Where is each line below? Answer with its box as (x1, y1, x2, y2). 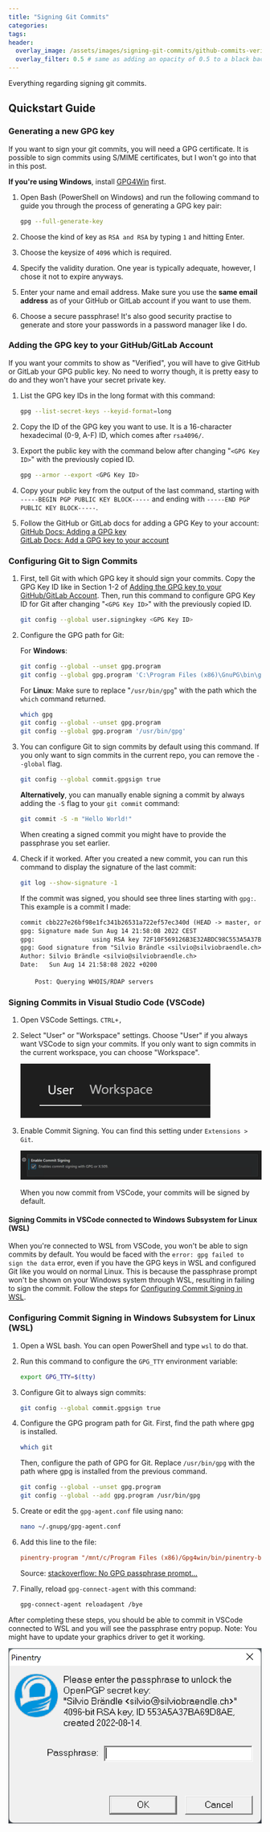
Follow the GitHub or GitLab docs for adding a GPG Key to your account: (19, 518, 260, 528)
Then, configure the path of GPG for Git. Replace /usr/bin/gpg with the (19, 1458, 256, 1468)
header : (8, 39, 35, 47)
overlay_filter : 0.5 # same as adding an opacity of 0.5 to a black (15, 55, 250, 63)
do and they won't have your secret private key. (8, 374, 166, 385)
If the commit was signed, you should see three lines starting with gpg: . (19, 893, 256, 903)
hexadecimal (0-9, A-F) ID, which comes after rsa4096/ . (19, 430, 205, 440)
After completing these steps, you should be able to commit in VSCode (8, 1615, 243, 1625)
